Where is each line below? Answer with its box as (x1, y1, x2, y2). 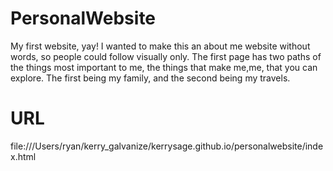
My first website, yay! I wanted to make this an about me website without (10, 40, 311, 52)
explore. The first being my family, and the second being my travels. (10, 72, 291, 84)
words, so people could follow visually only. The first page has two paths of (10, 50, 322, 62)
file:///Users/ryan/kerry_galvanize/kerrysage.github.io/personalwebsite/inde (10, 140, 324, 152)
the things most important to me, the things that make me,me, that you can (10, 61, 318, 73)
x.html (10, 150, 37, 162)
